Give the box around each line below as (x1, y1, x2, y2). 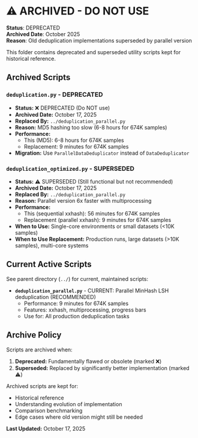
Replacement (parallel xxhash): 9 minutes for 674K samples (23, 216, 172, 223)
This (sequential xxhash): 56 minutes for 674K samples (23, 209, 160, 217)
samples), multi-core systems (14, 242, 89, 249)
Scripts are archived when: (6, 346, 73, 353)
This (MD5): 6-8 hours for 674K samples (23, 137, 124, 144)
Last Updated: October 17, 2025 (6, 425, 86, 432)
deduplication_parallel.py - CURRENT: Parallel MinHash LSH (14, 287, 169, 294)
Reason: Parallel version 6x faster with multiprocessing (14, 197, 152, 204)
